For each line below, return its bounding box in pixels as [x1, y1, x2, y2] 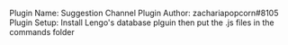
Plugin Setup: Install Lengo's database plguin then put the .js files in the [9, 17, 274, 28]
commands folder [9, 27, 75, 37]
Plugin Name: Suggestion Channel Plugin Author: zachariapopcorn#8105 [9, 8, 279, 18]
